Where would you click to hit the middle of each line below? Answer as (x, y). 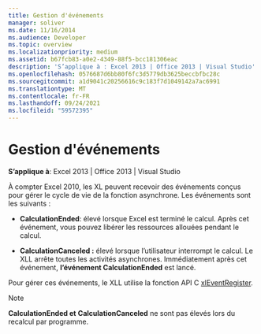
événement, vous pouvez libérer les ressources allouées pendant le (129, 227)
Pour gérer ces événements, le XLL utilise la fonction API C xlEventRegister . (131, 282)
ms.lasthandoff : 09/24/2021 (54, 103)
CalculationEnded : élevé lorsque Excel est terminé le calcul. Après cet (134, 218)
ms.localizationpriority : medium (63, 52)
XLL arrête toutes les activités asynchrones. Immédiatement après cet (133, 259)
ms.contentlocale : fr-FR (49, 96)
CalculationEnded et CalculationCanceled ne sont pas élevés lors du (121, 313)
